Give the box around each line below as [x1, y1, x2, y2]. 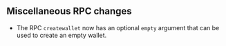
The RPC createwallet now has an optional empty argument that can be [16, 23, 220, 32]
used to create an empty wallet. [16, 31, 107, 39]
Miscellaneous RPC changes [6, 5, 132, 17]
